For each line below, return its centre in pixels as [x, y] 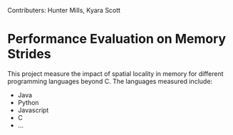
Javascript [33, 110]
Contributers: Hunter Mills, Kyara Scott [64, 10]
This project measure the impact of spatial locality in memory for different [115, 73]
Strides [29, 54]
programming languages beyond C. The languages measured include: [110, 81]
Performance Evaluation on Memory [117, 39]
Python [28, 102]
